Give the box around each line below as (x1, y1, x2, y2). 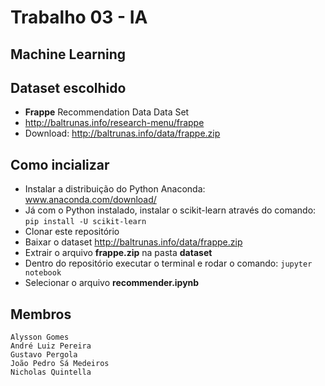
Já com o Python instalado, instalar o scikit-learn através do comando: (24, 204, 317, 216)
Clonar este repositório (24, 226, 120, 238)
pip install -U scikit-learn (24, 217, 147, 227)
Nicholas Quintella (10, 367, 92, 378)
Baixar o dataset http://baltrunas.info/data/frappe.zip (24, 236, 243, 248)
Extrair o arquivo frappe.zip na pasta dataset (24, 247, 213, 259)
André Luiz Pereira (10, 341, 92, 351)
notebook (24, 268, 62, 278)
